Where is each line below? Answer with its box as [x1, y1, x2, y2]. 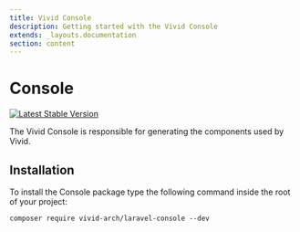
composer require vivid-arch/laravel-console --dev [9, 214, 210, 223]
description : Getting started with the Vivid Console [9, 22, 219, 31]
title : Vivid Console [9, 13, 92, 23]
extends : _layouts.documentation [9, 30, 137, 39]
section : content [9, 38, 76, 48]
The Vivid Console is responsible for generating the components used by [9, 126, 284, 137]
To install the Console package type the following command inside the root [9, 186, 291, 197]
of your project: [9, 196, 68, 206]
